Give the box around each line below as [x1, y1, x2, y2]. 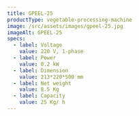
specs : [7, 35, 26, 42]
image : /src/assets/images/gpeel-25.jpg [7, 23, 124, 29]
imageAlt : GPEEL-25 [7, 29, 63, 36]
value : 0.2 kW [19, 61, 59, 68]
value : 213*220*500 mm [19, 73, 84, 81]
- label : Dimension [13, 67, 69, 74]
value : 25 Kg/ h [19, 99, 66, 106]
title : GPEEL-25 [7, 10, 53, 17]
